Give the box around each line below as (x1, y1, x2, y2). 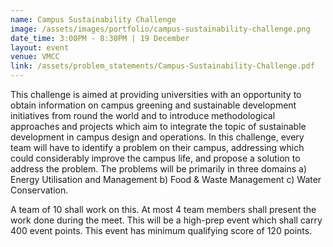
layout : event (10, 42, 70, 53)
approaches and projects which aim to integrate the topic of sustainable (10, 121, 307, 132)
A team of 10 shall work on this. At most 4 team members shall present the (10, 204, 317, 215)
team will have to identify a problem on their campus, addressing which (10, 142, 305, 153)
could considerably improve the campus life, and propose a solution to (10, 152, 301, 164)
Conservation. (10, 184, 69, 196)
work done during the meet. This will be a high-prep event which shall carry (10, 214, 323, 226)
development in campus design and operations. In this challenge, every (10, 131, 305, 143)
